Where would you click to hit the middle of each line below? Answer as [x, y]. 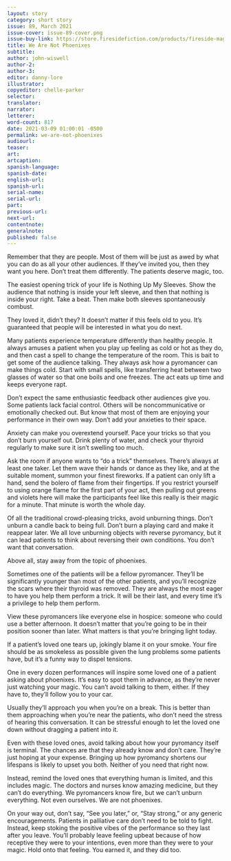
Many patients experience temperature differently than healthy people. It [110, 340]
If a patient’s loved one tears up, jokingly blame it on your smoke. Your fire [112, 644]
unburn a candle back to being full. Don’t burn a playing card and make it [110, 525]
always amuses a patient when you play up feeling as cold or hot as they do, [115, 348]
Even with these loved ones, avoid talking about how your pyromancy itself [113, 743]
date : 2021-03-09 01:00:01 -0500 [55, 129]
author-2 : [21, 65]
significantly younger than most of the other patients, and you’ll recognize [112, 581]
